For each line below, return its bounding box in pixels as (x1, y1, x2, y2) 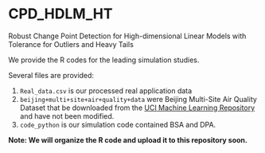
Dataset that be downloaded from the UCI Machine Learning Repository (19, 103, 255, 112)
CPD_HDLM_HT (8, 5, 113, 23)
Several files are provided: (8, 70, 94, 80)
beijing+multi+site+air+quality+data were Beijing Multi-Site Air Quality (19, 94, 257, 104)
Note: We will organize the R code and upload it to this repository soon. (8, 135, 248, 144)
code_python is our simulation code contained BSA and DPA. (19, 120, 216, 129)
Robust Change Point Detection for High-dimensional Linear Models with (8, 31, 247, 41)
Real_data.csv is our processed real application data (19, 85, 193, 96)
